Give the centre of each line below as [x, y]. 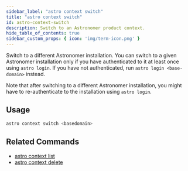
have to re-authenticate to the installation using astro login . [79, 92]
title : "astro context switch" [44, 17]
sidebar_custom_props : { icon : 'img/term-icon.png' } [73, 39]
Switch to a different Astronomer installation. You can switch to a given [91, 55]
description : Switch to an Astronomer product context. [76, 28]
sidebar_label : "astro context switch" [55, 11]
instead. [36, 74]
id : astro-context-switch [37, 22]
